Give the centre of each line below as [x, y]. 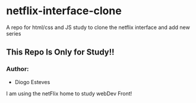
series [14, 33]
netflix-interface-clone [64, 11]
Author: [18, 69]
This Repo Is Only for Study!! [60, 52]
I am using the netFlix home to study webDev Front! [69, 94]
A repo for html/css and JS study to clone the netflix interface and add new [98, 27]
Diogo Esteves [32, 82]
